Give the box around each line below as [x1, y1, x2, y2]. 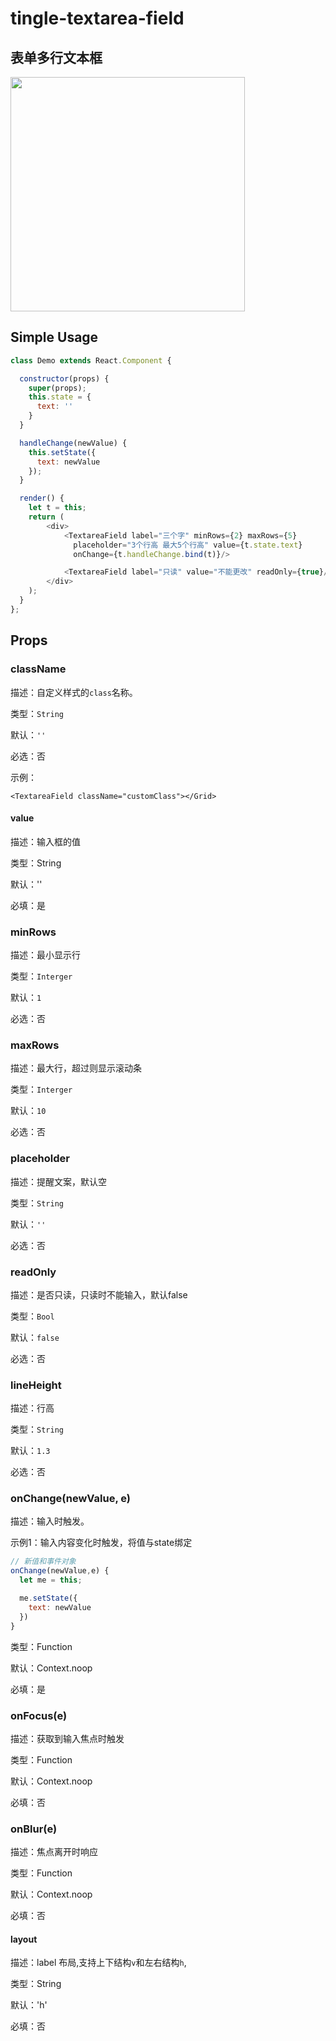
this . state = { [28, 392, 92, 402]
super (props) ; [28, 383, 87, 393]
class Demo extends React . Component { [10, 355, 172, 366]
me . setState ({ [19, 1593, 78, 1604]
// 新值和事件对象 [10, 1557, 77, 1567]
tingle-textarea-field [10, 7, 185, 30]
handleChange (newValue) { [19, 438, 128, 448]
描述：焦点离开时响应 [10, 1846, 98, 1858]
